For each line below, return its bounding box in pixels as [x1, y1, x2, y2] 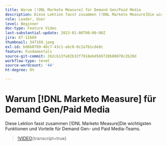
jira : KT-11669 [5, 35, 37, 40]
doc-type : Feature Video [5, 26, 57, 31]
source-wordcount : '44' [5, 63, 55, 68]
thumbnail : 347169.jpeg [5, 40, 55, 45]
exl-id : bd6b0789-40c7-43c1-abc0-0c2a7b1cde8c [5, 44, 103, 49]
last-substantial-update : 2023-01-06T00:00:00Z [5, 30, 106, 35]
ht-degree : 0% [5, 68, 35, 73]
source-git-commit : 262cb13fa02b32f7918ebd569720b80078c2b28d [5, 53, 137, 59]
